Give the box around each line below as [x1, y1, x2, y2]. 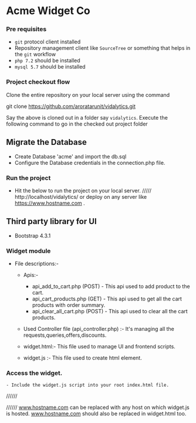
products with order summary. [32, 302, 106, 309]
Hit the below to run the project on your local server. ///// [14, 187, 151, 194]
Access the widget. [6, 368, 63, 377]
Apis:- [23, 272, 39, 278]
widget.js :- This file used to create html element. [23, 354, 142, 361]
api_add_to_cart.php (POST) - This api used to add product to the [32, 283, 190, 290]
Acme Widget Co [6, 4, 91, 18]
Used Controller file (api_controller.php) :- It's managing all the [23, 326, 174, 332]
